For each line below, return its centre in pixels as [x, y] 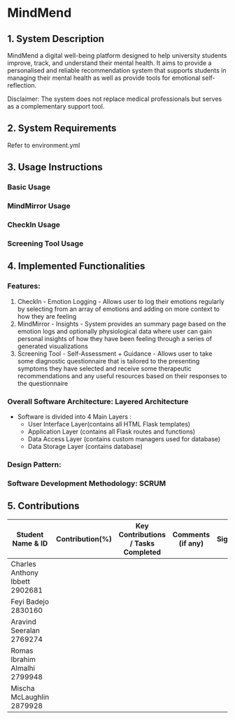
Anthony [24, 572]
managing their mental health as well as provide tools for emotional [104, 78]
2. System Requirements [62, 129]
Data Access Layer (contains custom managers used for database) [124, 438]
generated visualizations [53, 346]
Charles [24, 564]
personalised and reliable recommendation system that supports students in [117, 70]
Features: [24, 286]
